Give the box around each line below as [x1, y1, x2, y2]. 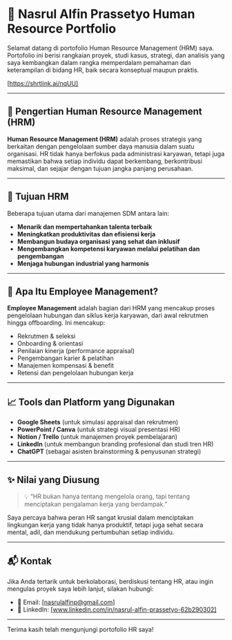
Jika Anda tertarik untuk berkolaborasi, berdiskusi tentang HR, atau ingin [7, 577, 214, 585]
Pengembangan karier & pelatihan [17, 354, 114, 362]
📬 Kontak [7, 556, 52, 567]
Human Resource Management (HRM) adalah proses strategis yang [7, 135, 202, 143]
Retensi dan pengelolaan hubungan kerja [17, 369, 134, 377]
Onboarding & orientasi [17, 339, 84, 348]
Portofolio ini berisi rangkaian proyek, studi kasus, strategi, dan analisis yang [7, 51, 225, 59]
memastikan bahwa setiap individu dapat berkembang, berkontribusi [7, 157, 202, 165]
